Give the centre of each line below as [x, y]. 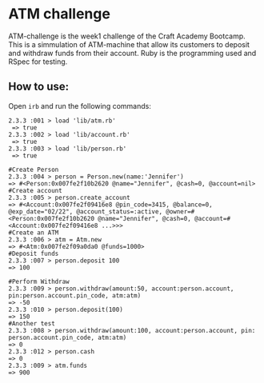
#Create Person [34, 170]
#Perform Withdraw [39, 281]
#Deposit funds [34, 253]
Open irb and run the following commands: [80, 106]
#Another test [32, 323]
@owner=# [180, 211]
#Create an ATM [34, 233]
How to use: [39, 87]
